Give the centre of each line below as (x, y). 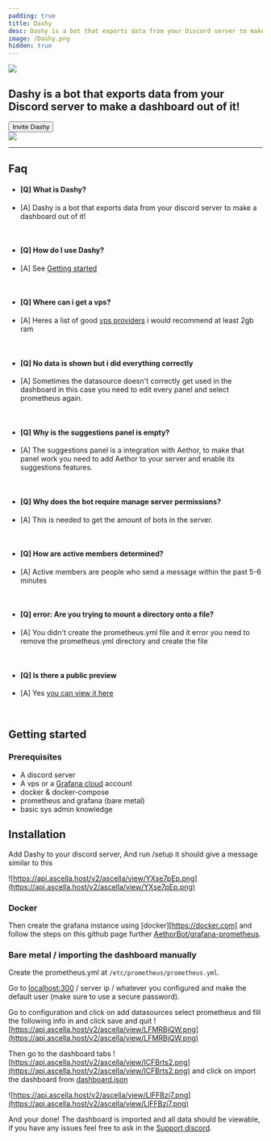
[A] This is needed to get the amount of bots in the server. (116, 520)
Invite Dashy (31, 126)
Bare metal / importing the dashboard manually (103, 954)
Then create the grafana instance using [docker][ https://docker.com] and (130, 925)
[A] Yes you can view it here (67, 693)
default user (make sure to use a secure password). (94, 997)
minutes (33, 580)
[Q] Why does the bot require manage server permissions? (121, 501)
